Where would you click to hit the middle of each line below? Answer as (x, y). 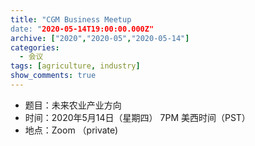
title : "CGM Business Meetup (71, 19)
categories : (35, 47)
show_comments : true (53, 76)
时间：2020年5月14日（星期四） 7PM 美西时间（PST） (137, 117)
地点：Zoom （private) (71, 130)
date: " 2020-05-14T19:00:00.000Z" (82, 29)
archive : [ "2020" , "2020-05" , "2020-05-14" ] (100, 38)
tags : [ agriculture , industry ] (75, 66)
